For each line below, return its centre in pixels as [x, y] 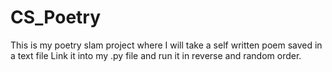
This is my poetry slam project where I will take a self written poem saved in [166, 45]
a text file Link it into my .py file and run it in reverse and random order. [156, 55]
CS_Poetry [56, 17]
